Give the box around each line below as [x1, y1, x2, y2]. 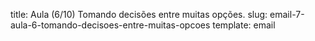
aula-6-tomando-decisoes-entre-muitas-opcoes [10, 19, 211, 31]
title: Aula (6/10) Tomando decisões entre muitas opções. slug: [10, 9, 268, 20]
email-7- [269, 9, 305, 20]
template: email [212, 19, 276, 31]
